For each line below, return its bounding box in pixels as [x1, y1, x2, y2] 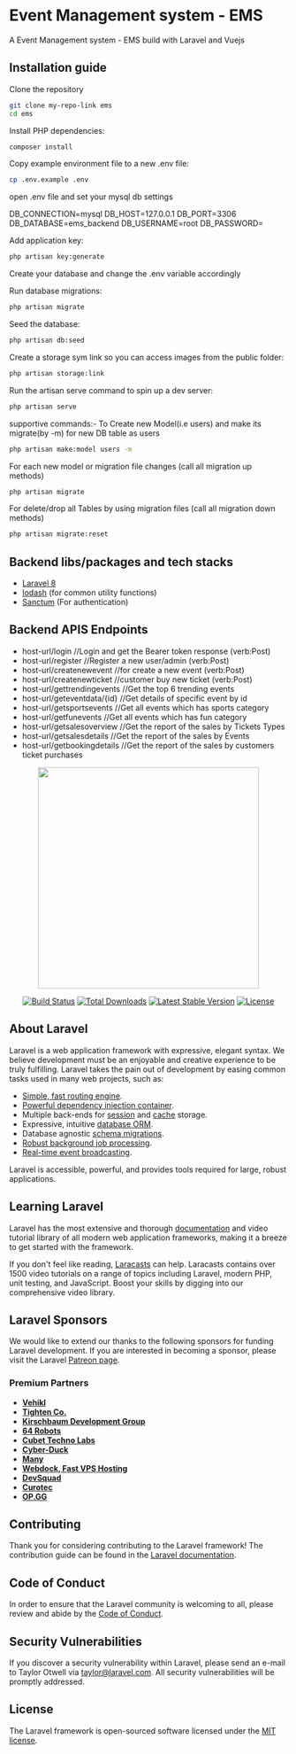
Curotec [21, 1481, 53, 1493]
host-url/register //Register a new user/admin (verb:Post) [21, 655, 230, 665]
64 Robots [21, 1425, 62, 1436]
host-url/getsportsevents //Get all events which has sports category [21, 702, 269, 713]
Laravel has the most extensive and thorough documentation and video [9, 1222, 269, 1233]
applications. [9, 1173, 56, 1184]
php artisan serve [9, 402, 77, 411]
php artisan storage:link [9, 369, 104, 377]
